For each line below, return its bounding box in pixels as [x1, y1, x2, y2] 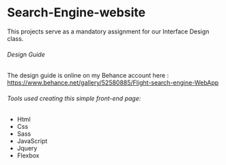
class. [7, 34, 24, 42]
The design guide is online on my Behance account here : [7, 72, 169, 80]
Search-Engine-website [7, 5, 145, 20]
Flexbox [16, 151, 40, 160]
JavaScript [16, 137, 48, 145]
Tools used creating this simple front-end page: [7, 94, 141, 102]
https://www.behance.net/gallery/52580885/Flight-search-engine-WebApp [7, 78, 219, 87]
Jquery [16, 145, 38, 153]
